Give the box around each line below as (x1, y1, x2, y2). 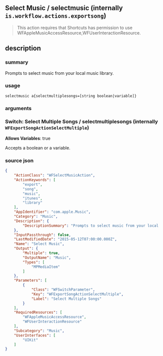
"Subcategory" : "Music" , (14, 328, 65, 333)
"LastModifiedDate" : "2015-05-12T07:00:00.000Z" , (14, 237, 117, 242)
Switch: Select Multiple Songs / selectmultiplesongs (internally (5, 118, 158, 125)
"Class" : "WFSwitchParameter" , (31, 287, 95, 292)
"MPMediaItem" (31, 264, 60, 269)
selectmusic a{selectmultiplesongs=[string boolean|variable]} (5, 93, 137, 98)
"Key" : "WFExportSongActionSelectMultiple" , (31, 292, 124, 297)
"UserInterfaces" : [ (14, 333, 56, 338)
